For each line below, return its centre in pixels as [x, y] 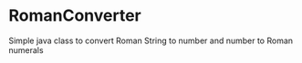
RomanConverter [75, 16]
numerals [26, 49]
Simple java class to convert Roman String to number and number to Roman [151, 40]
